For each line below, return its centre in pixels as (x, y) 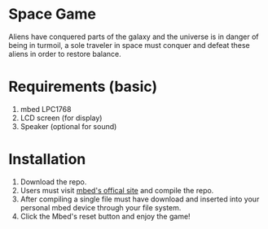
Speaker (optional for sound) (68, 126)
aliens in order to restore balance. (65, 54)
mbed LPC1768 (46, 109)
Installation (47, 160)
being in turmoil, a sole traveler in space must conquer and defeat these (129, 45)
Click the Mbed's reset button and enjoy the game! (105, 216)
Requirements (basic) (83, 87)
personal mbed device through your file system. (101, 207)
